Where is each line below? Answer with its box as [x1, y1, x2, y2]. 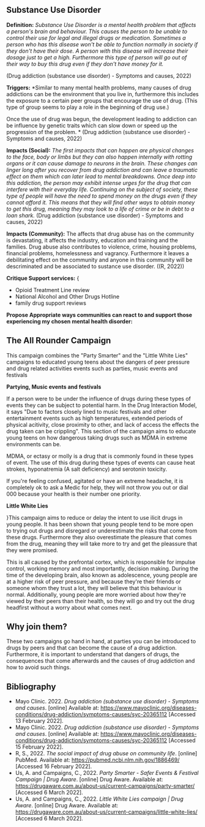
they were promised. [6, 546, 58, 553]
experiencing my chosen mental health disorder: [6, 318, 133, 325]
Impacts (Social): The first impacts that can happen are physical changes [6, 146, 195, 154]
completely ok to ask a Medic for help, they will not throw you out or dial [6, 484, 188, 491]
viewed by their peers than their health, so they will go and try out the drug [6, 597, 195, 605]
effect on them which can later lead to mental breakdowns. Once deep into [6, 173, 196, 180]
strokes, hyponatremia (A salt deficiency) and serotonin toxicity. [6, 465, 167, 473]
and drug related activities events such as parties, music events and [6, 364, 178, 372]
